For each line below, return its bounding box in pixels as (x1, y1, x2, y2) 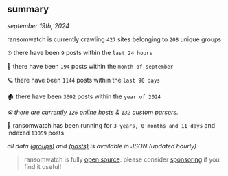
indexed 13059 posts (7, 129, 65, 137)
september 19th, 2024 (7, 21, 70, 30)
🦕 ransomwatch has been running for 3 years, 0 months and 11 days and (7, 121, 216, 129)
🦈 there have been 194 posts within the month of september (7, 62, 174, 70)
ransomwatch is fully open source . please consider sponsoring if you (23, 155, 220, 164)
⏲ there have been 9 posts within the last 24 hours (7, 48, 153, 56)
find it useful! (23, 162, 62, 170)
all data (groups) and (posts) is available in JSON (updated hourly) (7, 142, 197, 150)
